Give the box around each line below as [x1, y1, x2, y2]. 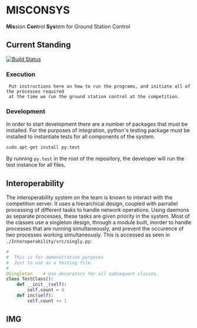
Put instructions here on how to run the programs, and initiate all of [8, 83, 191, 90]
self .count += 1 [27, 297, 67, 304]
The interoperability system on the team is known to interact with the [6, 194, 173, 201]
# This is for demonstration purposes [6, 254, 104, 260]
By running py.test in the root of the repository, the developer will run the [6, 155, 185, 162]
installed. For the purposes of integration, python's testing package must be [6, 127, 190, 134]
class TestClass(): [6, 276, 54, 282]
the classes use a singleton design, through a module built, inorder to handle [6, 219, 192, 226]
